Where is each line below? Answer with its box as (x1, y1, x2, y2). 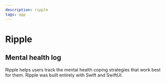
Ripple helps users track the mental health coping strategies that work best (5, 66, 161, 72)
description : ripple (5, 7, 49, 12)
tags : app (5, 12, 26, 17)
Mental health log (5, 53, 61, 62)
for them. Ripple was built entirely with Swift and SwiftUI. (5, 72, 123, 78)
